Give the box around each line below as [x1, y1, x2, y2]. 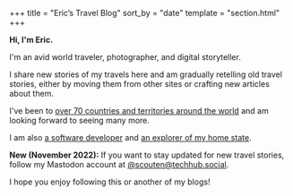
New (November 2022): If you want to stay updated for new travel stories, [9, 149, 285, 160]
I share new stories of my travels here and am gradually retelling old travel [9, 69, 282, 80]
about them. [9, 89, 54, 98]
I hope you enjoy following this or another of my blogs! [9, 176, 211, 187]
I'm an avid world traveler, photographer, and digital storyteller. [9, 52, 242, 62]
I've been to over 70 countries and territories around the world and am [9, 106, 269, 115]
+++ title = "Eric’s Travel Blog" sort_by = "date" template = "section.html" [9, 8, 280, 18]
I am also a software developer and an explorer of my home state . [9, 132, 253, 142]
